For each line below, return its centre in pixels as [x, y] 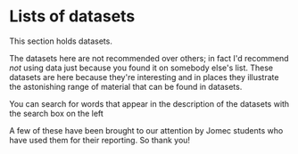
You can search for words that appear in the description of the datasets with [149, 103]
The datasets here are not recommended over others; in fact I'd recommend [149, 58]
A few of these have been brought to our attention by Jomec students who [146, 130]
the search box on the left [57, 113]
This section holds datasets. [61, 41]
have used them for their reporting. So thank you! [99, 140]
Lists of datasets [72, 16]
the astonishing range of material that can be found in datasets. [126, 86]
